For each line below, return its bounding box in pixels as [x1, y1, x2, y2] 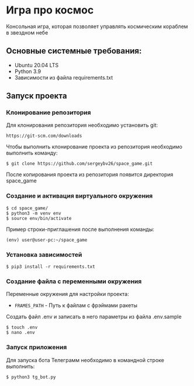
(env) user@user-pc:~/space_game [6, 237, 88, 243]
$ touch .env [6, 325, 38, 330]
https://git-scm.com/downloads [6, 133, 82, 139]
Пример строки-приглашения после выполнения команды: [6, 226, 155, 233]
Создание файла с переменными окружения [6, 277, 142, 285]
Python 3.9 [14, 68, 41, 75]
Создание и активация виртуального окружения [6, 192, 153, 200]
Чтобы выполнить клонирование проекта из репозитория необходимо [6, 143, 183, 150]
